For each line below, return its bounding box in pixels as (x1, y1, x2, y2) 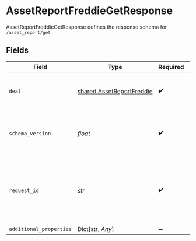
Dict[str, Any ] (77, 225, 114, 233)
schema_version (9, 130, 51, 137)
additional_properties (9, 226, 72, 232)
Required (158, 62, 184, 71)
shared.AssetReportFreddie (77, 87, 153, 95)
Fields (6, 46, 29, 55)
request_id (9, 187, 39, 194)
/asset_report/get (6, 29, 51, 36)
